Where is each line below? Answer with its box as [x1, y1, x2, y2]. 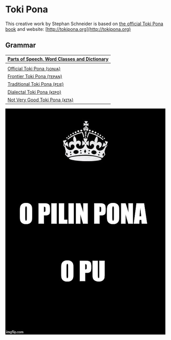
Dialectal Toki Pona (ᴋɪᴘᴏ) [7, 89, 61, 95]
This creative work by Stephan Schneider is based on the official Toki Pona [5, 21, 164, 27]
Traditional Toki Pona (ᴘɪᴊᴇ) [7, 81, 64, 87]
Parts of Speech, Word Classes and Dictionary [7, 56, 109, 62]
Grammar [5, 41, 36, 50]
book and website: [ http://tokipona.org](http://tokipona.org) [5, 26, 131, 32]
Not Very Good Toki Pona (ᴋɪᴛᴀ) [7, 97, 74, 103]
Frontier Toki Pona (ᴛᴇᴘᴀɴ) [7, 73, 62, 79]
